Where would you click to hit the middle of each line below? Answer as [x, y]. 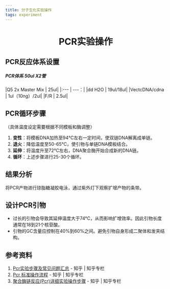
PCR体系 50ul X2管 [26, 76]
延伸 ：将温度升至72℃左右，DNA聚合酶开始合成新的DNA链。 [77, 150]
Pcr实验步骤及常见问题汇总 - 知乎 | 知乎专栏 [58, 269]
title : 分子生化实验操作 [29, 10]
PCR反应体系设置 [32, 62]
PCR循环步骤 [26, 113]
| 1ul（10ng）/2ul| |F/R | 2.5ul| [37, 96]
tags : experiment [24, 15]
